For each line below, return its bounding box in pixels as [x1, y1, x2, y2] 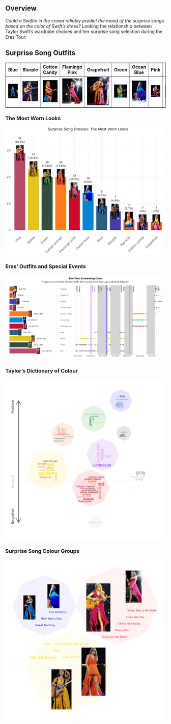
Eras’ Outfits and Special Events [5, 263, 87, 270]
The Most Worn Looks [5, 115, 61, 122]
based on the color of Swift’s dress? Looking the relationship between [5, 23, 152, 29]
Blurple [22, 66, 38, 73]
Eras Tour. [5, 34, 26, 40]
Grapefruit [87, 66, 109, 73]
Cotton [42, 64, 58, 70]
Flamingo [62, 64, 82, 70]
